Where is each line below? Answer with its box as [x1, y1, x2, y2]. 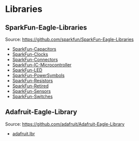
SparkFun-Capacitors [12, 46, 56, 52]
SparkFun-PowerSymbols [12, 72, 65, 78]
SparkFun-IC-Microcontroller [12, 62, 72, 68]
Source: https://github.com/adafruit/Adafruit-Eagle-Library [5, 121, 125, 127]
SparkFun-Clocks [12, 51, 48, 57]
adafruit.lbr [12, 131, 36, 137]
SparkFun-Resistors [12, 78, 53, 83]
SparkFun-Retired [12, 83, 49, 89]
